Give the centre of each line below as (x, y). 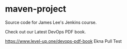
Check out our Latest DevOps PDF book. (46, 32)
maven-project (36, 9)
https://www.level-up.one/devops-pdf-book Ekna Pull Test (63, 41)
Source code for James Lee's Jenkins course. (51, 22)
